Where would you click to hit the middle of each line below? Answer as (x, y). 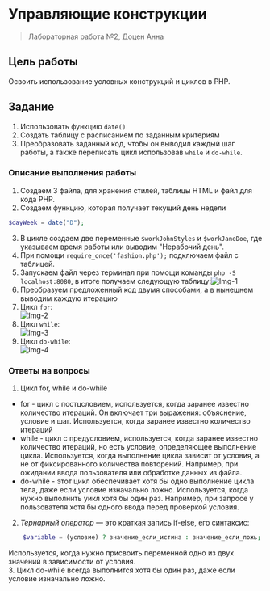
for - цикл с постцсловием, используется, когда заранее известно (135, 404)
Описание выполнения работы (73, 173)
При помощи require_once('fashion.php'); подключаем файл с (129, 255)
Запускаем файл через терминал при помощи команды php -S (128, 272)
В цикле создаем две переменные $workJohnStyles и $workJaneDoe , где (141, 238)
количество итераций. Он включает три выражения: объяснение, (133, 412)
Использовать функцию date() (73, 126)
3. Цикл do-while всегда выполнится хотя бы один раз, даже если (122, 570)
